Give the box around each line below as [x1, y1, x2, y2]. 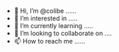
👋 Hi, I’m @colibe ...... [13, 7, 76, 15]
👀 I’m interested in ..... [13, 14, 78, 22]
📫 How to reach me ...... [13, 37, 86, 45]
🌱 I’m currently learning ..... [13, 22, 93, 30]
